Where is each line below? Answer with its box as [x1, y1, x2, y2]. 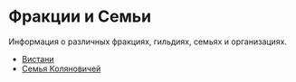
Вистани [21, 53, 55, 64]
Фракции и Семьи [8, 6, 151, 27]
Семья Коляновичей [21, 63, 101, 74]
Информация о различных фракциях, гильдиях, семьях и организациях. [8, 36, 287, 47]
